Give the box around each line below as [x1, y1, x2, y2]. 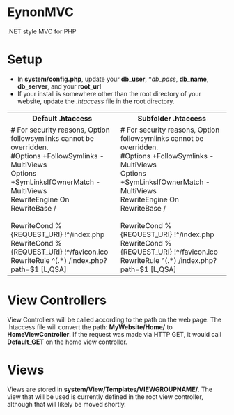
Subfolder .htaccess [137, 113, 207, 123]
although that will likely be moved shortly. [7, 400, 127, 408]
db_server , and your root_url [17, 82, 102, 91]
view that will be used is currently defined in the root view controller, [7, 392, 203, 401]
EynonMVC [7, 4, 75, 20]
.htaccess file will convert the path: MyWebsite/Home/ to [7, 322, 173, 331]
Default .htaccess [32, 113, 93, 123]
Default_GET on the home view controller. [7, 338, 127, 346]
